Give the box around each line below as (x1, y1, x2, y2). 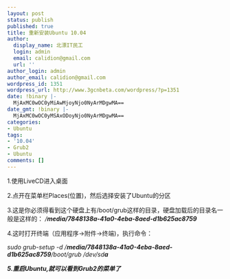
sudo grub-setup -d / (7, 243, 67, 251)
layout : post (7, 10, 45, 17)
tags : (7, 131, 23, 138)
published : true (7, 23, 54, 30)
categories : (7, 118, 41, 126)
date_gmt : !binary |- (7, 106, 69, 113)
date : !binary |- (7, 93, 57, 100)
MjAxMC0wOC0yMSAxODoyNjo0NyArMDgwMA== (13, 112, 125, 119)
